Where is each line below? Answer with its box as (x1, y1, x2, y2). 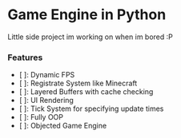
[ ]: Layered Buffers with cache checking (18, 87, 154, 97)
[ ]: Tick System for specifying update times (18, 104, 164, 113)
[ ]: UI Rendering (18, 96, 74, 105)
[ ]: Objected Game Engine (18, 121, 107, 131)
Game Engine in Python (7, 6, 167, 24)
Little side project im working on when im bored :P (7, 32, 173, 41)
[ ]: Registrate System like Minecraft (18, 78, 138, 89)
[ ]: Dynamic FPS (18, 70, 75, 80)
